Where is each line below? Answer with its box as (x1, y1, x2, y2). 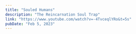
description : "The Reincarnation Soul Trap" (5, 12, 100, 17)
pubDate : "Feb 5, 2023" (5, 21, 55, 26)
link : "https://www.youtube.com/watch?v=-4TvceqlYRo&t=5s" (5, 16, 132, 21)
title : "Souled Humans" (5, 7, 55, 12)
